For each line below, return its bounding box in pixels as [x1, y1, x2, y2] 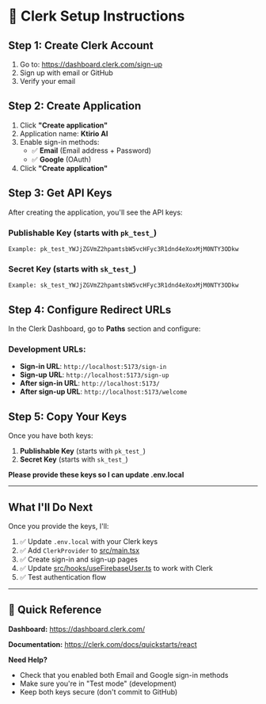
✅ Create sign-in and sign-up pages [19, 554, 139, 564]
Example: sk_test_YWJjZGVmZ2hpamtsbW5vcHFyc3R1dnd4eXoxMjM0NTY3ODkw [8, 281, 239, 290]
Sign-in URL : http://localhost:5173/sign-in [19, 362, 167, 371]
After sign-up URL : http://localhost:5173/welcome [19, 387, 188, 397]
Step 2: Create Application [8, 99, 142, 113]
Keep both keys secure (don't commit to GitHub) [19, 687, 178, 696]
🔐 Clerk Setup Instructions [8, 7, 185, 25]
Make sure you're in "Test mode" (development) [19, 679, 177, 688]
